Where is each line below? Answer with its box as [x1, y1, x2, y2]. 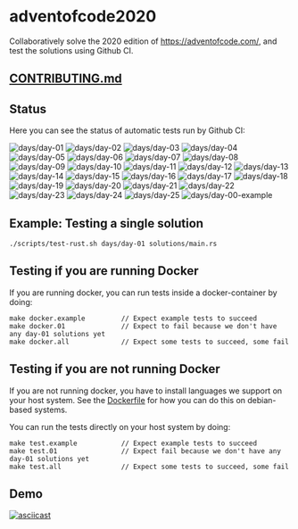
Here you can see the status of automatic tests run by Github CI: [9, 125, 245, 136]
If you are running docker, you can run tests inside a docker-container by [9, 287, 278, 298]
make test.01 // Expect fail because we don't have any [9, 446, 281, 456]
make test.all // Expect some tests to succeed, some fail [9, 462, 290, 471]
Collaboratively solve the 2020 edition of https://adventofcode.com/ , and [9, 36, 277, 46]
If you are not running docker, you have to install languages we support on [9, 385, 283, 396]
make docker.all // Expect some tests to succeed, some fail [9, 337, 290, 346]
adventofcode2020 [9, 6, 157, 27]
